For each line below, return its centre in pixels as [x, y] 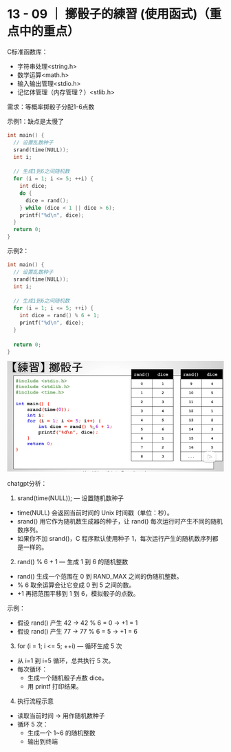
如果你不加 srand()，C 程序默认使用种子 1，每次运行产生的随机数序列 [115, 539]
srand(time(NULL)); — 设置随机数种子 [70, 498]
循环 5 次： [33, 724]
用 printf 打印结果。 [55, 687]
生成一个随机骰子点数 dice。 [67, 678]
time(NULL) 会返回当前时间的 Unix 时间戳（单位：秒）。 [95, 513]
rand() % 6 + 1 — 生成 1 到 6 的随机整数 [73, 562]
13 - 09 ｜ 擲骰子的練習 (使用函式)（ [108, 14]
